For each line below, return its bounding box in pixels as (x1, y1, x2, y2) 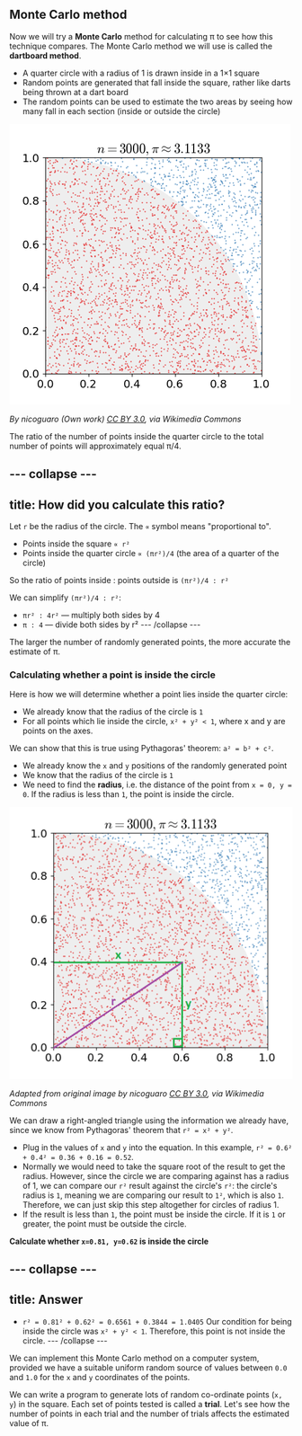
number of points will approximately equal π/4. (9, 440, 182, 451)
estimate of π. (9, 646, 61, 657)
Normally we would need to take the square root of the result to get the (22, 1161, 286, 1172)
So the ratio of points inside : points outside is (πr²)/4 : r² (9, 575, 229, 586)
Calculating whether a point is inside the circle (9, 669, 216, 681)
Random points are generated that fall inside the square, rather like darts (22, 76, 291, 88)
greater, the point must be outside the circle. (22, 1218, 187, 1229)
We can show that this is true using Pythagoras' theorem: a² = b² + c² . (9, 743, 274, 754)
